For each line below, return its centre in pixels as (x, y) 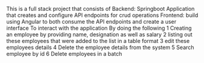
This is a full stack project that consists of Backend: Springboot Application (100, 9)
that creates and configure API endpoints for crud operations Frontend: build (102, 15)
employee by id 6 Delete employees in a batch (64, 54)
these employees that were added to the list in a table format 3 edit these (98, 41)
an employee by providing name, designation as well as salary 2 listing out (100, 35)
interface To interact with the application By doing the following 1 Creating (99, 28)
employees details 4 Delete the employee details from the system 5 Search (100, 47)
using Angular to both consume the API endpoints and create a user (91, 22)
